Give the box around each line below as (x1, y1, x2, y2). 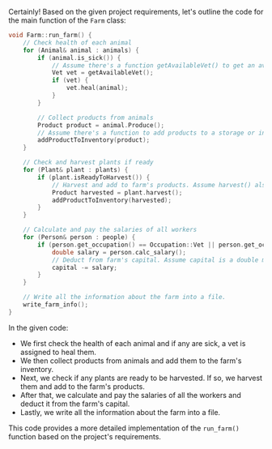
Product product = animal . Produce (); (37, 121, 164, 129)
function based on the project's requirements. (8, 431, 162, 441)
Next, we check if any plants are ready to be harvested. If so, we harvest (19, 373, 263, 383)
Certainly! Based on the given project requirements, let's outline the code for (8, 7, 264, 16)
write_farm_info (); (23, 301, 89, 309)
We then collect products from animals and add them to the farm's (19, 356, 242, 366)
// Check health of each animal (23, 38, 132, 47)
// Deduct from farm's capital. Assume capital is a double (51, 255, 259, 264)
